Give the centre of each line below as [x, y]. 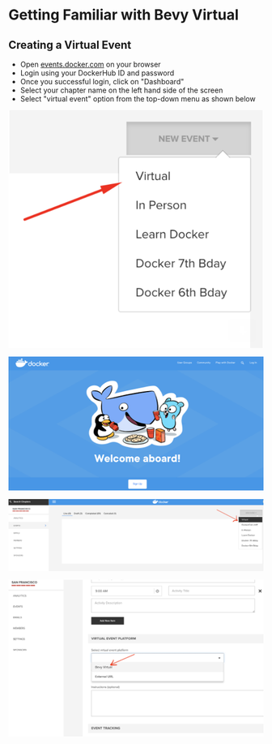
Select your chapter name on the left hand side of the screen [121, 90]
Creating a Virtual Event [70, 45]
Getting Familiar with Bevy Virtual [123, 15]
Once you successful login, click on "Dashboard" [102, 82]
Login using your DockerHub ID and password [97, 73]
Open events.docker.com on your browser [90, 64]
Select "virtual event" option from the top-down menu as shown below [138, 99]
